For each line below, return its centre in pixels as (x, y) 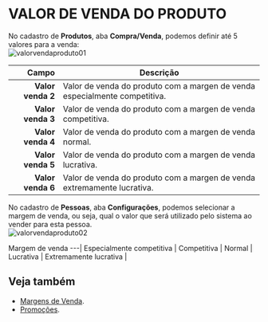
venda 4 (39, 142)
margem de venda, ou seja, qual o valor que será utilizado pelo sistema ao (130, 215)
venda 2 (39, 96)
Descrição (159, 73)
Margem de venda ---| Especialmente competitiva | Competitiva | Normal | (130, 248)
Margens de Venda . (52, 300)
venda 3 (39, 119)
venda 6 (39, 187)
